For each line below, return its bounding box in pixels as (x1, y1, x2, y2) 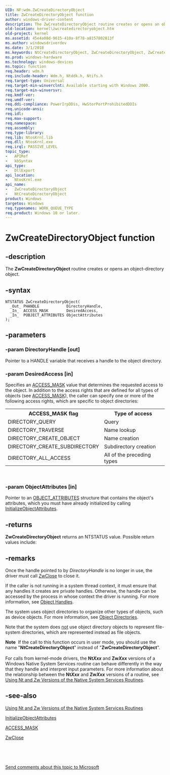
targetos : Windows (5, 201, 44, 206)
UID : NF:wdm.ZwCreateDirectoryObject (5, 7, 85, 13)
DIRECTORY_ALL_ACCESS (8, 455, 71, 462)
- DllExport (5, 168, 35, 173)
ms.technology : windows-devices (5, 59, 73, 64)
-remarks (5, 554, 35, 562)
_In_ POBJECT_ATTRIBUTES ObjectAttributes (10, 313, 103, 318)
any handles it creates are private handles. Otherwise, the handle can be (5, 588, 156, 594)
